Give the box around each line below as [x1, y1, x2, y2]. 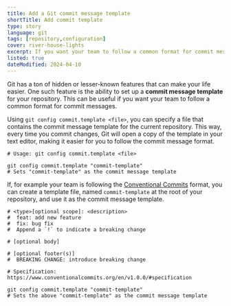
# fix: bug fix [7, 220, 54, 227]
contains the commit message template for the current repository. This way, [7, 122, 222, 130]
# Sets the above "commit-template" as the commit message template [7, 292, 208, 299]
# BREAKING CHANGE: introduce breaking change [7, 256, 146, 263]
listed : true [7, 55, 45, 62]
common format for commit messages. [7, 102, 118, 110]
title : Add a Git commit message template [7, 10, 131, 17]
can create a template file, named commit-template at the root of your [7, 187, 203, 196]
